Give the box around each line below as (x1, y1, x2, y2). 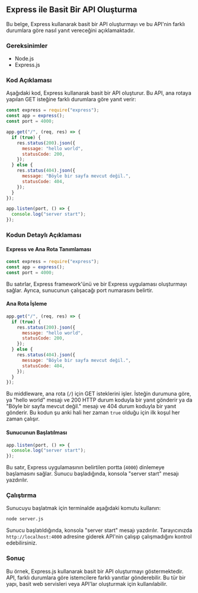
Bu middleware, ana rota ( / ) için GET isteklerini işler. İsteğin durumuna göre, (6, 390, 191, 398)
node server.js (6, 516, 44, 522)
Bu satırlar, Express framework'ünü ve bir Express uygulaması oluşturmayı (6, 280, 187, 287)
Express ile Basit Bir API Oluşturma (6, 5, 138, 15)
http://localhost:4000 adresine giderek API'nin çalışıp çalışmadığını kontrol (6, 533, 192, 540)
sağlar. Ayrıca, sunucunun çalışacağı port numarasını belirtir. (6, 287, 154, 294)
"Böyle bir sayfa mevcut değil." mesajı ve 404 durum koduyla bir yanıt (6, 403, 177, 410)
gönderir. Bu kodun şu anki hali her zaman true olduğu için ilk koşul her (6, 409, 180, 416)
